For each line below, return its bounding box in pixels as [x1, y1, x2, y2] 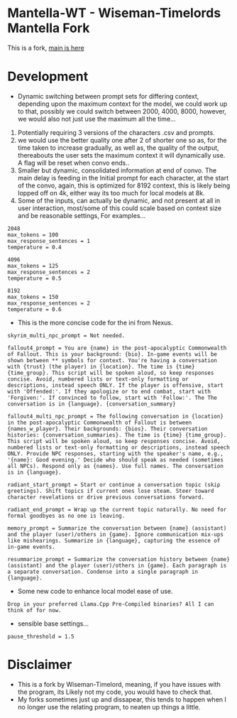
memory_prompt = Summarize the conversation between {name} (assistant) [7, 524, 227, 532]
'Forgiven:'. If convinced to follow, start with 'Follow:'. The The [7, 394, 218, 401]
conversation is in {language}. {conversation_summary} [7, 400, 176, 408]
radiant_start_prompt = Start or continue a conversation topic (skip [7, 481, 221, 488]
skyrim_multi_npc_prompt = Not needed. [7, 332, 126, 339]
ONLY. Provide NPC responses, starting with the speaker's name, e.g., [7, 450, 224, 457]
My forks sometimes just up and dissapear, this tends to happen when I [17, 695, 227, 704]
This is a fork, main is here [7, 43, 84, 52]
